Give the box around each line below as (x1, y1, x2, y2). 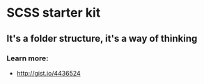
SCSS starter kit (6, 5, 101, 21)
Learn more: (6, 53, 49, 63)
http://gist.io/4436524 (16, 69, 81, 77)
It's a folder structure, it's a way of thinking (6, 33, 198, 44)
